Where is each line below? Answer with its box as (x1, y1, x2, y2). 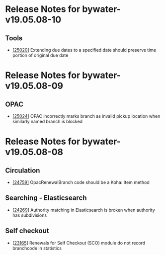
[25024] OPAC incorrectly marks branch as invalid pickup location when (12, 113, 161, 119)
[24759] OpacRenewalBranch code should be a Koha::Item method (12, 179, 150, 185)
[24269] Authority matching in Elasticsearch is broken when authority (12, 207, 155, 213)
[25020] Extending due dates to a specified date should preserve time (12, 47, 157, 53)
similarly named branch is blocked (12, 118, 83, 124)
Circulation (5, 166, 40, 174)
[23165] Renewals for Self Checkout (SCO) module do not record (12, 240, 146, 246)
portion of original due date (12, 52, 69, 58)
